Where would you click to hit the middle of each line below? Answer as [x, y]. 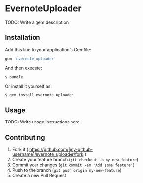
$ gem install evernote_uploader [39, 95]
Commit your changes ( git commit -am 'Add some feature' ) [73, 165]
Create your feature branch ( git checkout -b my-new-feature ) [75, 160]
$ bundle [14, 77]
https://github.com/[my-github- [61, 149]
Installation [23, 38]
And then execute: [24, 68]
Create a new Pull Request [39, 176]
